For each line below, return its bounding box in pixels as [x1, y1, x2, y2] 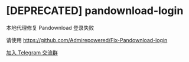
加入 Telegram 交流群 [6, 49, 58, 56]
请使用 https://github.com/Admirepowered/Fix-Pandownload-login [6, 36, 168, 43]
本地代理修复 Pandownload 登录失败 [6, 24, 94, 31]
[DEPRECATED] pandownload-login [6, 4, 184, 18]
